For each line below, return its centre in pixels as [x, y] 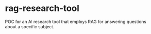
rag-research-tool [42, 8]
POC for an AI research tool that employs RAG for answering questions [76, 22]
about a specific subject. [30, 26]
